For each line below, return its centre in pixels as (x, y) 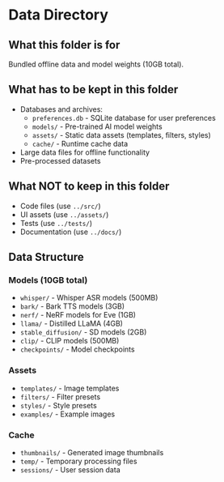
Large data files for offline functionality (85, 152)
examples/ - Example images (68, 414)
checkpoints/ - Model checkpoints (77, 349)
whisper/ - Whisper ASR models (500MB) (89, 298)
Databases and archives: (61, 109)
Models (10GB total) (48, 279)
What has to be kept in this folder (93, 90)
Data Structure (46, 257)
